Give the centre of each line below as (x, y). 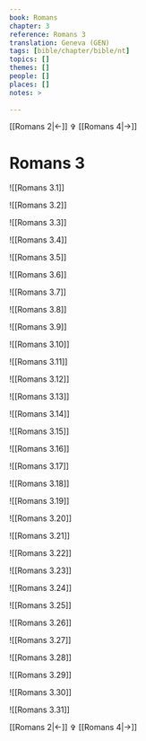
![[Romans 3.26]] (40, 623)
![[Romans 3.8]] (38, 310)
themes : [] (30, 68)
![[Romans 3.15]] (39, 431)
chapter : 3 (30, 26)
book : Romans (34, 18)
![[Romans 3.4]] (38, 240)
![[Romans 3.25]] (40, 605)
